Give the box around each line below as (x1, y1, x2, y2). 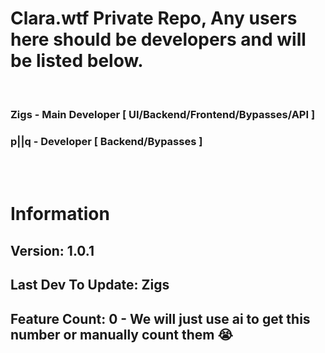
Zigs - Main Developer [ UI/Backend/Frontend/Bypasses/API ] (10, 107, 316, 121)
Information (10, 203, 110, 226)
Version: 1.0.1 (10, 242, 95, 259)
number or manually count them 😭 (10, 326, 233, 343)
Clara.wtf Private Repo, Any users (10, 7, 298, 30)
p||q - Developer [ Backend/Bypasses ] (10, 134, 203, 148)
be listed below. (10, 50, 144, 72)
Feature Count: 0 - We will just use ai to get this (10, 310, 311, 327)
